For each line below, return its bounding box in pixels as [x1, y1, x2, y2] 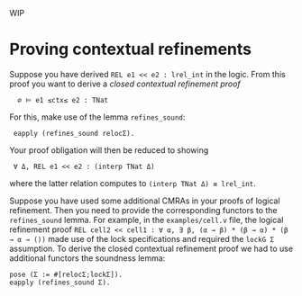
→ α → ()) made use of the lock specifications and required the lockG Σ [9, 233, 275, 244]
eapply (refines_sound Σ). [9, 278, 111, 287]
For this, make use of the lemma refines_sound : [9, 112, 186, 122]
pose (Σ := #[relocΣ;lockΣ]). [9, 270, 124, 279]
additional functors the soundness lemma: [9, 252, 166, 264]
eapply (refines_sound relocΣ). [13, 129, 135, 138]
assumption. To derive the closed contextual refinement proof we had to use [9, 243, 294, 254]
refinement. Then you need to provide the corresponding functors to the [9, 204, 278, 215]
